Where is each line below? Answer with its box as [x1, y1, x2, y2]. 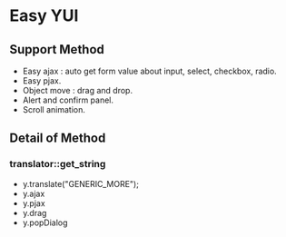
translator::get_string [9, 158, 106, 171]
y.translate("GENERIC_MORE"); [22, 178, 139, 189]
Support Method [9, 42, 104, 57]
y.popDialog [22, 217, 68, 228]
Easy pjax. [22, 75, 62, 86]
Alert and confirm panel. [22, 94, 114, 105]
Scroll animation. [22, 104, 86, 114]
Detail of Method [9, 131, 106, 146]
